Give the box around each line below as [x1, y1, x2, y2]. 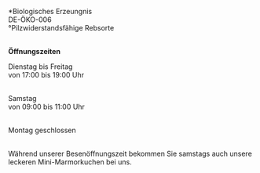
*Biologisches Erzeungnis [8, 7, 93, 16]
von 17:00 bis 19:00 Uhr [8, 70, 85, 79]
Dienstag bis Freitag [8, 62, 73, 71]
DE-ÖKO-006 [8, 15, 53, 24]
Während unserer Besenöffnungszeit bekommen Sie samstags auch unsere [8, 149, 253, 158]
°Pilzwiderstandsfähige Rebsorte [8, 23, 115, 32]
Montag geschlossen [8, 125, 76, 135]
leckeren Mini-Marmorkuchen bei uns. [8, 157, 132, 167]
